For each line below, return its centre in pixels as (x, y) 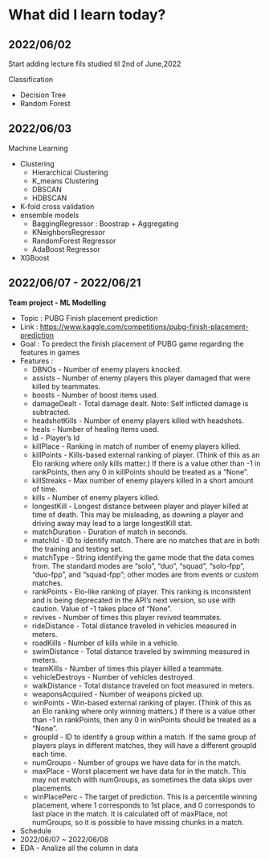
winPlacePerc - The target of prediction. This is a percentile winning (145, 796)
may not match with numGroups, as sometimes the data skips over (142, 779)
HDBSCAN (49, 198)
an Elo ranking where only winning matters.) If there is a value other (144, 711)
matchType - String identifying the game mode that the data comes (143, 557)
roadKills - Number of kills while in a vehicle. (105, 643)
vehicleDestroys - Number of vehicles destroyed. (113, 676)
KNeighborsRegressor (69, 232)
